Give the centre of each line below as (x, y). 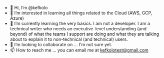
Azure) (17, 18)
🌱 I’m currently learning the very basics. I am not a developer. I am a (80, 23)
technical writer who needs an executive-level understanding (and (78, 29)
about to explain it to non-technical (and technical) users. (69, 39)
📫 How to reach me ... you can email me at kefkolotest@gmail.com (79, 50)
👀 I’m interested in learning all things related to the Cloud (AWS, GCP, (81, 13)
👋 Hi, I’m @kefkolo (29, 8)
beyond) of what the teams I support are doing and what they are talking (84, 34)
